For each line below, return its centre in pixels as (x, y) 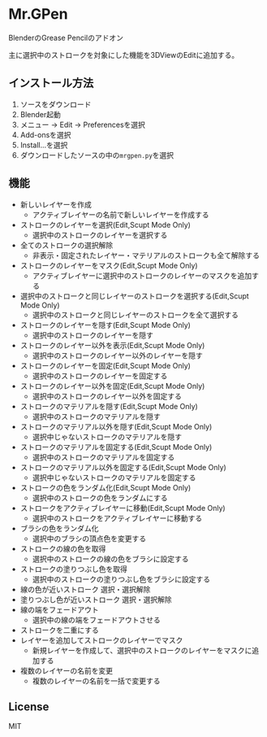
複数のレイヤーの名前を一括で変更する (96, 681)
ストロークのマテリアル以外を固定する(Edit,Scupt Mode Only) (123, 467)
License (29, 706)
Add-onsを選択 (45, 134)
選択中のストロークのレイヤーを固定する (100, 376)
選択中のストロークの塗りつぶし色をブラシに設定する (121, 579)
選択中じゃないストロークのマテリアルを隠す (107, 437)
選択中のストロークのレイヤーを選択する (100, 235)
